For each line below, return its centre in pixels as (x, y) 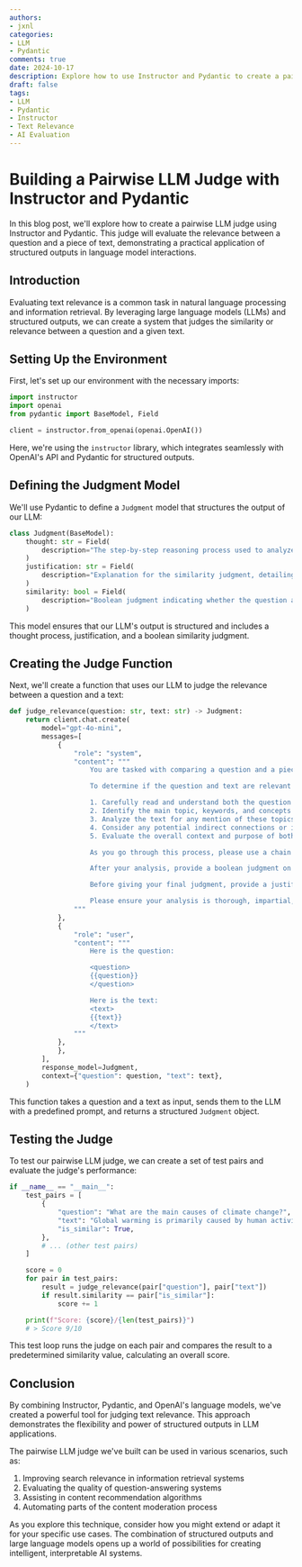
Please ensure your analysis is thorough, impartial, (192, 901)
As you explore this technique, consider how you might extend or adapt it (145, 1525)
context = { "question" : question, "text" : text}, (132, 1076)
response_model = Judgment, (90, 1067)
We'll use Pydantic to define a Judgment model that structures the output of (147, 507)
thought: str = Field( (68, 541)
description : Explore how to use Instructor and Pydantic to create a (144, 77)
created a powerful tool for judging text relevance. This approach (130, 1415)
